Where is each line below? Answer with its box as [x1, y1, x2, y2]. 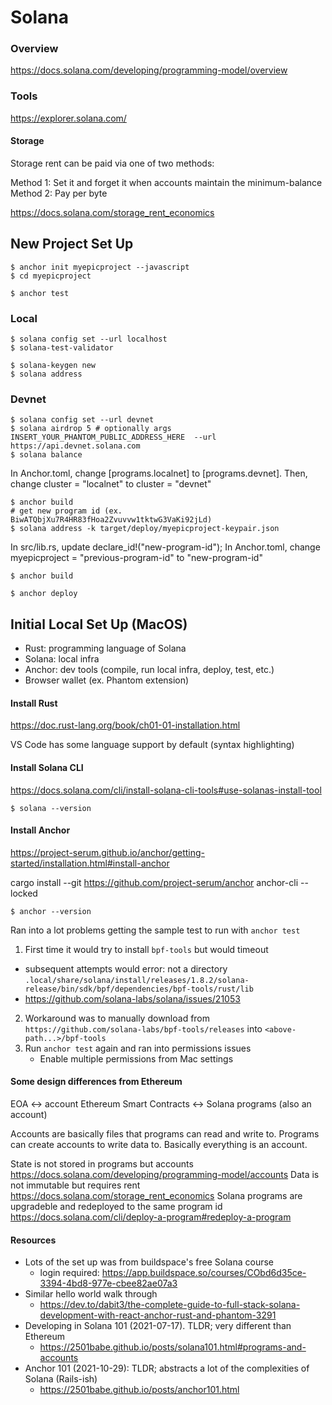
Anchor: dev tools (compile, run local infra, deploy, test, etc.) [24, 664, 275, 676]
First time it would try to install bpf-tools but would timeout [24, 943, 269, 955]
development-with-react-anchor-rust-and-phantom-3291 [39, 1309, 277, 1321]
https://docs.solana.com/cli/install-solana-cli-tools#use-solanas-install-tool [10, 784, 322, 796]
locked [10, 887, 38, 899]
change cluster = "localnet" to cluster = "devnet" [10, 478, 212, 490]
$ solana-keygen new [10, 361, 97, 371]
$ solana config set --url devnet [10, 415, 155, 425]
